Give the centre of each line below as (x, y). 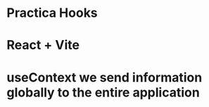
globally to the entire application (103, 92)
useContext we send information (104, 77)
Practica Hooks (52, 13)
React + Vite (43, 45)
